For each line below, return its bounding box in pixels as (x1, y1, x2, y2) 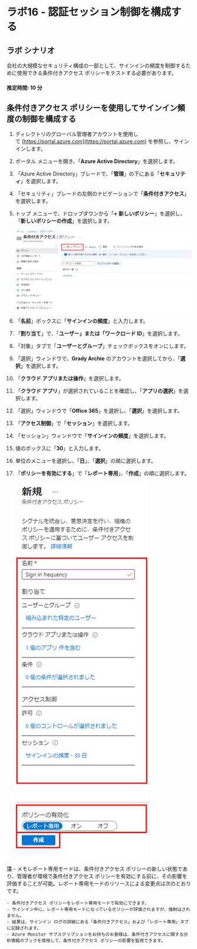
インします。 (15, 145, 46, 152)
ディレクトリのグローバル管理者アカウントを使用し (15, 131, 138, 138)
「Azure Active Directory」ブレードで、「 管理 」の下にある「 (15, 170, 160, 177)
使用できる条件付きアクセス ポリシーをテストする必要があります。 (16, 69, 177, 77)
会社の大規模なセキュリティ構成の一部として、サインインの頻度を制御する (6, 62, 186, 69)
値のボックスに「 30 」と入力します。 (15, 444, 104, 452)
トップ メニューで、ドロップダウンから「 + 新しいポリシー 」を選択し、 (15, 210, 186, 217)
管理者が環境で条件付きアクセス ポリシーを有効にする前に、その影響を (16, 872, 188, 880)
